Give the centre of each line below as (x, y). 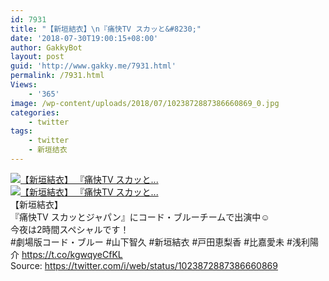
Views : (24, 85)
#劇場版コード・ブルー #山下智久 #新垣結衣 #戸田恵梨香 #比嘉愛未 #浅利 (160, 242)
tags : (21, 131)
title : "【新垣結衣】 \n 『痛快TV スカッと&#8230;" (106, 29)
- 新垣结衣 (48, 150)
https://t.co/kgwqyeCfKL (72, 254)
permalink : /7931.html (57, 76)
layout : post (37, 57)
